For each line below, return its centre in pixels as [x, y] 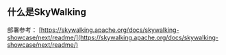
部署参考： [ [24, 30]
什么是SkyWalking [47, 12]
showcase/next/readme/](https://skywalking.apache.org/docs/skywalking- [113, 37]
